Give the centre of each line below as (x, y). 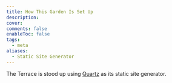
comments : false (27, 29)
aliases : (17, 51)
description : (23, 17)
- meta (20, 46)
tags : (13, 40)
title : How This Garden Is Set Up (50, 12)
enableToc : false (28, 34)
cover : (15, 23)
